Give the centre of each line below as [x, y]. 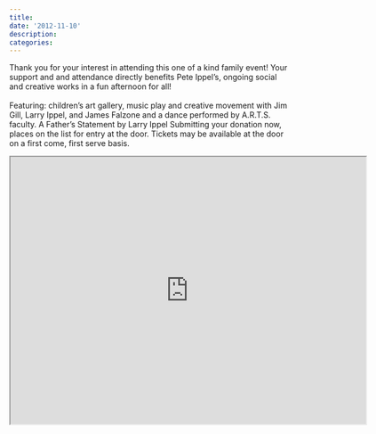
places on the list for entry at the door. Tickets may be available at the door [147, 134]
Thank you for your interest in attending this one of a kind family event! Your [148, 68]
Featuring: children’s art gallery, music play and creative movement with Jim [148, 106]
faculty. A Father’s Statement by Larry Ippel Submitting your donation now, [145, 125]
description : [33, 34]
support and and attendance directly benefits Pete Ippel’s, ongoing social [143, 78]
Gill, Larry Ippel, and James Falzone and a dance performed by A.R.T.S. [140, 115]
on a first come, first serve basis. [70, 143]
